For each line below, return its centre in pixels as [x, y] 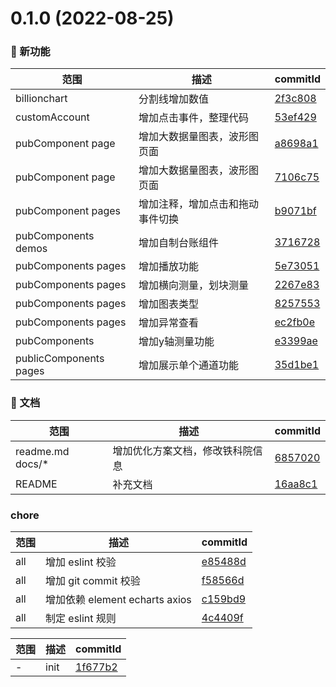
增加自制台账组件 [178, 243]
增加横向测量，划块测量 [193, 285]
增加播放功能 [168, 267]
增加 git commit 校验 [93, 581]
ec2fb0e [294, 322]
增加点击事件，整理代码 [193, 118]
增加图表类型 [168, 304]
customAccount [52, 117]
